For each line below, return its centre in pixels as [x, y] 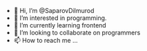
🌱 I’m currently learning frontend [60, 25]
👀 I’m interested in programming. [60, 18]
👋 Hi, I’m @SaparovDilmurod [54, 11]
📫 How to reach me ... [46, 40]
